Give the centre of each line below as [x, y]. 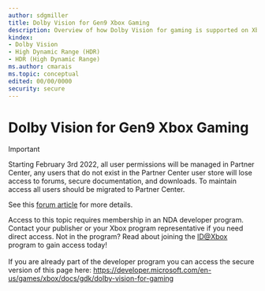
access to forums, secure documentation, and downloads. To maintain [122, 181]
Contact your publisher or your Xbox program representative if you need [126, 228]
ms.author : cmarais [40, 67]
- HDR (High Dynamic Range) [54, 60]
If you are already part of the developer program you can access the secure [131, 262]
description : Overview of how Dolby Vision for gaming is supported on [128, 30]
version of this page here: [50, 270]
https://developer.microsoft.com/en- [152, 270]
